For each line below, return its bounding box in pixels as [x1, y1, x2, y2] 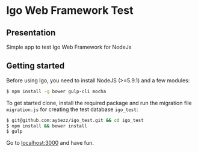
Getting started [6, 61, 65, 71]
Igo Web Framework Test [6, 4, 134, 17]
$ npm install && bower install [6, 123, 87, 129]
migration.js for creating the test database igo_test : [6, 106, 138, 113]
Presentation [6, 28, 56, 38]
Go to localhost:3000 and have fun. [6, 139, 94, 147]
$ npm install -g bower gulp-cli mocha [6, 88, 107, 94]
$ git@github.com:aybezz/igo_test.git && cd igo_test [6, 117, 144, 123]
